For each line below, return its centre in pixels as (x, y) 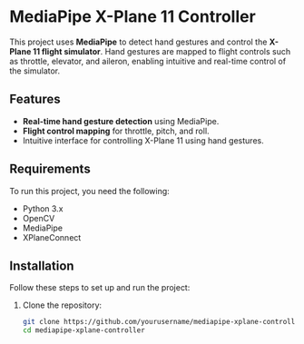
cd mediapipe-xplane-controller (83, 330)
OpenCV (39, 218)
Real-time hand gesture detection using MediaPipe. (121, 121)
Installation (42, 265)
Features (35, 99)
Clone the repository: (62, 305)
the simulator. (35, 71)
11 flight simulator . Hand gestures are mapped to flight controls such (162, 51)
